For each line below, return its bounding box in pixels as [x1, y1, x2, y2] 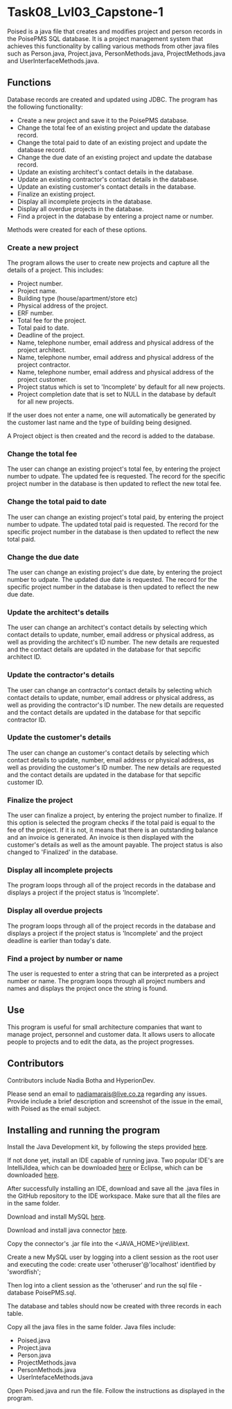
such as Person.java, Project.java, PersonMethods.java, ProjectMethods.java [7, 49, 226, 58]
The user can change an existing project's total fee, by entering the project [7, 465, 221, 473]
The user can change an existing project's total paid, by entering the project [7, 512, 224, 521]
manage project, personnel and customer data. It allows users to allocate [7, 1030, 215, 1038]
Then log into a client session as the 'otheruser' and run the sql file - [7, 1281, 202, 1290]
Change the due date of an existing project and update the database [17, 153, 213, 161]
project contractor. [17, 360, 71, 369]
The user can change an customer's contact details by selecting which [7, 748, 209, 757]
